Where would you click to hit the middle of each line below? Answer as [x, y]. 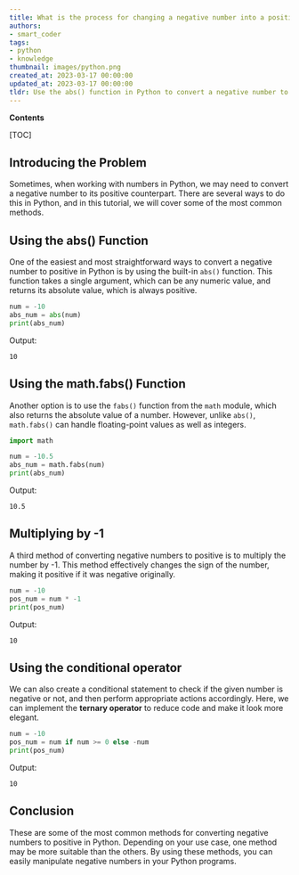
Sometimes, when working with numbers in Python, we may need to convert [149, 184]
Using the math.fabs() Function [98, 384]
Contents [27, 118]
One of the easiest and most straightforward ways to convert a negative [141, 262]
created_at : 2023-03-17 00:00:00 [71, 76]
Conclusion [42, 811]
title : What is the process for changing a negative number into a [137, 17]
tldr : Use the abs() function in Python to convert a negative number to [149, 92]
